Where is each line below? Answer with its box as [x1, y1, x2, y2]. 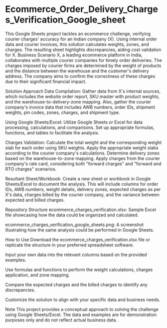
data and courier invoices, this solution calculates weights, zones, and [5, 41, 150, 47]
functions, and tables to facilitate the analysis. [5, 129, 100, 135]
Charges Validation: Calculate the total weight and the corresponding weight [5, 139, 162, 145]
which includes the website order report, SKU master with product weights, [5, 93, 160, 99]
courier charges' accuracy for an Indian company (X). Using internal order [5, 36, 158, 42]
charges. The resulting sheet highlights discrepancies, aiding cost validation [5, 46, 162, 52]
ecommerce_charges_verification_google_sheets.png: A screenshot [5, 221, 144, 227]
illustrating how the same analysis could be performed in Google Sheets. [5, 226, 155, 233]
